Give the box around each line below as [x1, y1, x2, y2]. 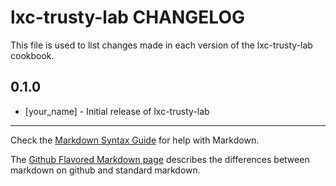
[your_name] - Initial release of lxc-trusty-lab [24, 105, 210, 117]
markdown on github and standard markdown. [10, 164, 201, 176]
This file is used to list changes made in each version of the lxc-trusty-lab [10, 39, 313, 51]
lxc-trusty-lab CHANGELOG [10, 6, 245, 29]
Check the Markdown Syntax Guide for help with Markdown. [10, 134, 260, 146]
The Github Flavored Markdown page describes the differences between [10, 153, 310, 165]
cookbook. [10, 49, 55, 61]
